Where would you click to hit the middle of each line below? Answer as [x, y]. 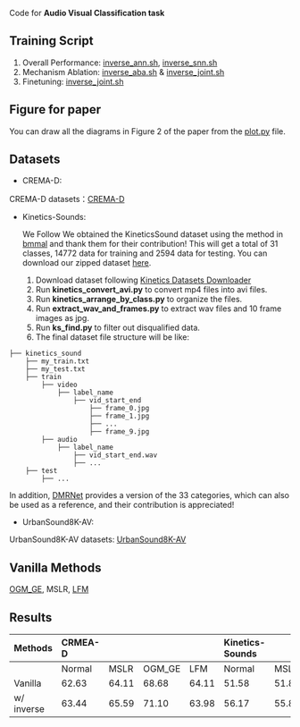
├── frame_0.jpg [119, 409]
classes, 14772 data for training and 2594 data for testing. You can [145, 253]
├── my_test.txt [56, 369]
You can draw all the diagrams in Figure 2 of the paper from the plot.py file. [147, 131]
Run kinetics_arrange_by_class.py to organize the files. [139, 300]
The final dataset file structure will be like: [112, 337]
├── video [59, 385]
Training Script [51, 41]
